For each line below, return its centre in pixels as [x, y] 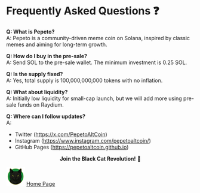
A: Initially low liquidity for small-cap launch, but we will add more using [94, 98]
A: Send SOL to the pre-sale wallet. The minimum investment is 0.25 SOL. [97, 62]
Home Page [41, 183]
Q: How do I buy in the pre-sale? [47, 56]
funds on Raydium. [41, 104]
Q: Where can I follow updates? [46, 116]
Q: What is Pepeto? [30, 31]
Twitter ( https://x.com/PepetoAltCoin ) [61, 134]
